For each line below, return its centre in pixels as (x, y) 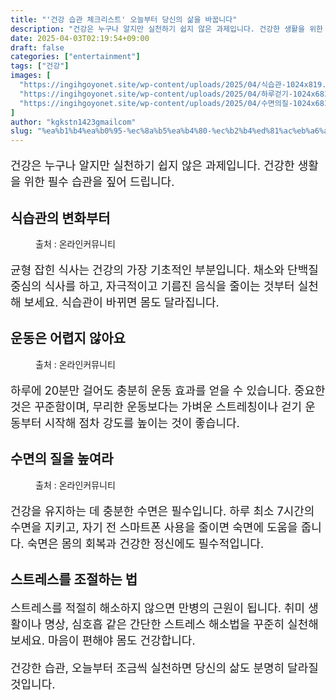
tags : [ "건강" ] (40, 66)
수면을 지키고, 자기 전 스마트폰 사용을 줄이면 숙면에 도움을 (154, 527)
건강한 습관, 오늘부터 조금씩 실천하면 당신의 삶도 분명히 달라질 (164, 668)
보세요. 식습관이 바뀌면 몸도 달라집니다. (121, 302)
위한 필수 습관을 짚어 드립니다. (99, 182)
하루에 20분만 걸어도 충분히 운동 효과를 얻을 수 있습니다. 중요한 (168, 390)
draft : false (37, 47)
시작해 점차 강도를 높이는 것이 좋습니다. (142, 423)
